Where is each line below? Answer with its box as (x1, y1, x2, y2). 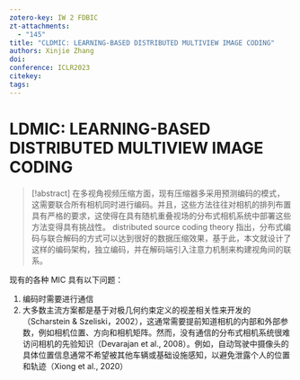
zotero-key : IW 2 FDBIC (9, 13, 99, 22)
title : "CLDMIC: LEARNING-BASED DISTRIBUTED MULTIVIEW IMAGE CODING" (9, 38, 276, 48)
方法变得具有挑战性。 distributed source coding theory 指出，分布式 (31, 221, 284, 232)
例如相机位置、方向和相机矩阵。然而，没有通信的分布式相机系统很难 (38, 327, 290, 338)
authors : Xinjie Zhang (9, 47, 94, 56)
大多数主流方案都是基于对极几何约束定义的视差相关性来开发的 (22, 305, 251, 315)
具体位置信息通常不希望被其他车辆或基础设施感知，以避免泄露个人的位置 (22, 349, 290, 360)
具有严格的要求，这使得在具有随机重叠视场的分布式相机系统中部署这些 (31, 210, 292, 221)
